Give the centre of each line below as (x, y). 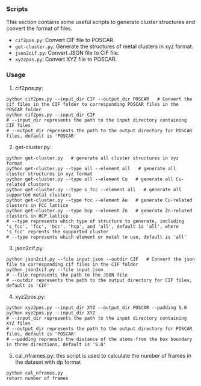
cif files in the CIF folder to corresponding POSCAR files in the (93, 104)
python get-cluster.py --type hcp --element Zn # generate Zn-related (99, 210)
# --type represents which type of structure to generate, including (95, 221)
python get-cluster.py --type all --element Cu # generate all (90, 179)
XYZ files (19, 323)
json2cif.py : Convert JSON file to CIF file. (67, 53)
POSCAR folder (24, 109)
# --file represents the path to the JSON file (67, 275)
